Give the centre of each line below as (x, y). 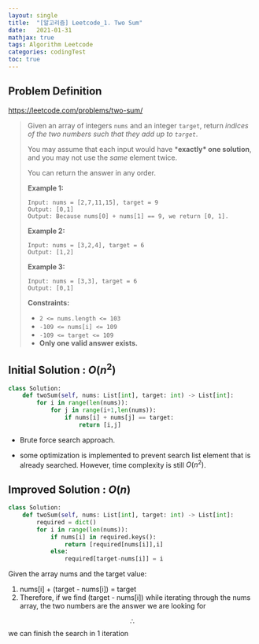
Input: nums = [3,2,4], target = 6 (86, 245)
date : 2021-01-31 (40, 30)
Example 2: (46, 231)
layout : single (33, 15)
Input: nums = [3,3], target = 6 (82, 281)
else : (59, 552)
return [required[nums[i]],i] (114, 544)
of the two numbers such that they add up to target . (113, 134)
